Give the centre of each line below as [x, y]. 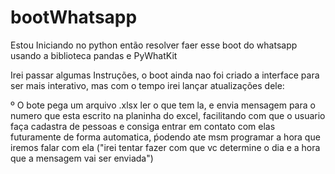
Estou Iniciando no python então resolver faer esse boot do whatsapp [154, 45]
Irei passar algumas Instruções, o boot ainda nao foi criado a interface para [165, 75]
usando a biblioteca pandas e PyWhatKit [94, 55]
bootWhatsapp [74, 17]
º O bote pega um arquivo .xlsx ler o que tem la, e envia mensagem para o [163, 105]
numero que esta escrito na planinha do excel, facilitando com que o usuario [168, 115]
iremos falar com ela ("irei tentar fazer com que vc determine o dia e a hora [165, 147]
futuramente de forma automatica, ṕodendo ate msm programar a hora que [165, 137]
